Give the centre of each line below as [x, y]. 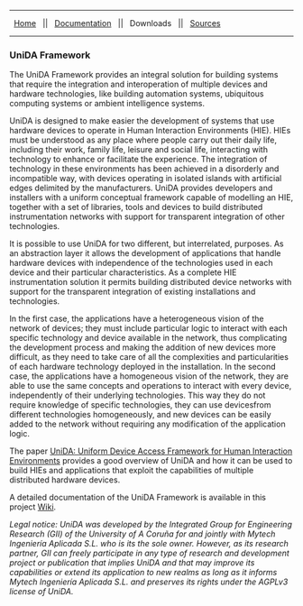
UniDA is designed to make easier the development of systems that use [142, 121]
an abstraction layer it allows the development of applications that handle [145, 253]
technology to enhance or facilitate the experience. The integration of [138, 160]
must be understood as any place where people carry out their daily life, [143, 140]
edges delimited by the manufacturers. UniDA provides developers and [141, 188]
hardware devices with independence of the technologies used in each [141, 263]
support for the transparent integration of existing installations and [133, 292]
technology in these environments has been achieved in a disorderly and [144, 169]
